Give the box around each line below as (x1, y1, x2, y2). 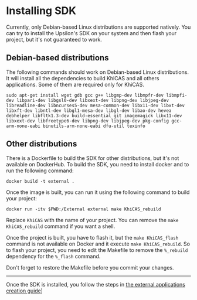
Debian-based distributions (6, 53, 109, 63)
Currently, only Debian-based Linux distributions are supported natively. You (6, 23, 191, 30)
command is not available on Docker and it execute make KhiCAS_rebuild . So (6, 240, 191, 247)
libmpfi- (166, 92, 188, 98)
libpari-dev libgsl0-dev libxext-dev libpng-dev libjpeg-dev (16, 97, 169, 103)
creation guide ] (6, 287, 43, 294)
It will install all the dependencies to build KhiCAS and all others (6, 74, 159, 81)
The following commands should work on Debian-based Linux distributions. (6, 69, 189, 76)
